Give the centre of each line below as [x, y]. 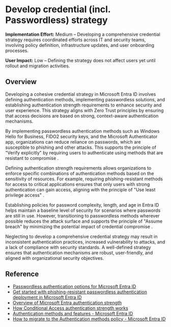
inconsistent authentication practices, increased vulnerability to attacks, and [85, 242]
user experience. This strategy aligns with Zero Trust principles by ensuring [84, 110]
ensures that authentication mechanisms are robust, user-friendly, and [79, 253]
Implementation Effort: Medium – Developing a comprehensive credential [83, 34]
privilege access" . [25, 195]
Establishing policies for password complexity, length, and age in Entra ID [82, 205]
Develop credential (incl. [58, 9]
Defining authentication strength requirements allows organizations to [78, 168]
